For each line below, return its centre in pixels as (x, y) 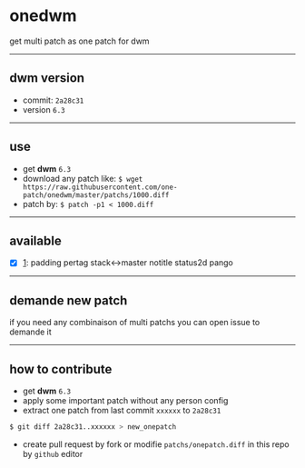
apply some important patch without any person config (125, 401)
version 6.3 (44, 109)
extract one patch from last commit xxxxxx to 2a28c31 (122, 411)
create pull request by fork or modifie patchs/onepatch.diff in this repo (156, 444)
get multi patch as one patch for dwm (79, 41)
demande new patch (69, 300)
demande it (30, 332)
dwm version (47, 78)
